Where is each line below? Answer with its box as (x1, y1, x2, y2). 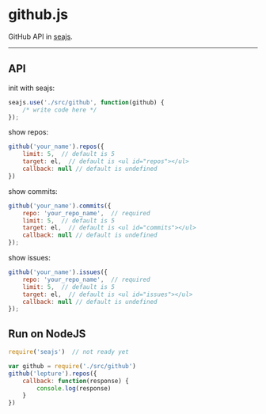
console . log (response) (36, 384, 112, 393)
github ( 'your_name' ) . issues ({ (8, 268, 108, 276)
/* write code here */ (22, 105, 97, 114)
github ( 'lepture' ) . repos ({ (8, 370, 97, 378)
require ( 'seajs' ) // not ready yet (8, 348, 129, 356)
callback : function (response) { (22, 377, 129, 385)
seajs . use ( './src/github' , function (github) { (8, 98, 165, 106)
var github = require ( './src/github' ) (8, 362, 136, 370)
